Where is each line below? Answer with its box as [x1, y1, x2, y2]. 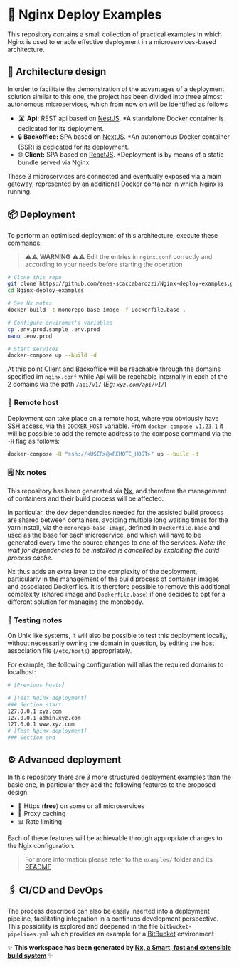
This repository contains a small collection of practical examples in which [7, 30, 222, 38]
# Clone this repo [7, 273, 62, 281]
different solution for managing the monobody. [7, 597, 144, 606]
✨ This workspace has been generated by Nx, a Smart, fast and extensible [7, 943, 232, 951]
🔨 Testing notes [7, 615, 63, 625]
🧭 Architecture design [7, 66, 107, 78]
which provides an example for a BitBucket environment [51, 929, 215, 938]
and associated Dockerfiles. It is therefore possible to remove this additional [7, 582, 230, 590]
